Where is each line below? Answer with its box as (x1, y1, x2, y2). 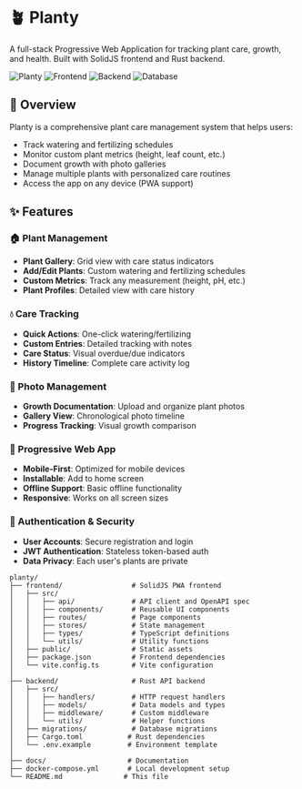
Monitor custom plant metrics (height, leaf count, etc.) (22, 148, 226, 159)
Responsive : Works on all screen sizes (22, 492, 169, 503)
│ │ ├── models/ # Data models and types (9, 700, 226, 710)
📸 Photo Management (9, 379, 107, 392)
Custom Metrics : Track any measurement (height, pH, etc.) (22, 275, 246, 287)
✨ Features (9, 204, 74, 219)
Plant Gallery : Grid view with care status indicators (22, 256, 215, 267)
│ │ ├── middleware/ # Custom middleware (9, 708, 209, 717)
